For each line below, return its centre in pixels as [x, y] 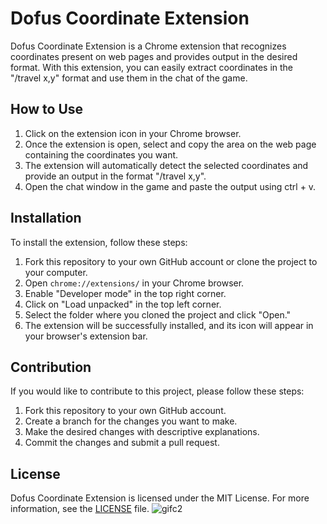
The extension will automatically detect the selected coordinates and [166, 165]
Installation [46, 218]
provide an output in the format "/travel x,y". [115, 176]
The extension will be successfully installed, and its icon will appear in [169, 325]
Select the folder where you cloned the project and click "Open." [158, 314]
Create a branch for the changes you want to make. [131, 421]
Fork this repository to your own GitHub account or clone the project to [171, 261]
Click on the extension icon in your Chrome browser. [133, 133]
